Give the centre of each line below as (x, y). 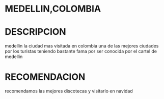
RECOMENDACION (45, 77)
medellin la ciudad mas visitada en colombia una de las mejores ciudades (82, 46)
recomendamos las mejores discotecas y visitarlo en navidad (69, 91)
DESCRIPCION (36, 32)
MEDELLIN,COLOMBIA (53, 9)
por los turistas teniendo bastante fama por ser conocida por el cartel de (81, 52)
